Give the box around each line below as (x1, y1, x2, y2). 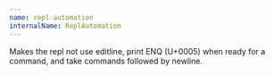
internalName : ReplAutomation (9, 21, 122, 30)
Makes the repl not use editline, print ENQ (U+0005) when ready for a (9, 46, 266, 56)
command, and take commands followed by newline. (9, 55, 203, 66)
